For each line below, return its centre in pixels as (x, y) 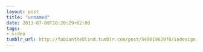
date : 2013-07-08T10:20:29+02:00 (48, 23)
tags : (13, 28)
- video (16, 34)
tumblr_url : (21, 39)
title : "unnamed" (28, 17)
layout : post (23, 12)
